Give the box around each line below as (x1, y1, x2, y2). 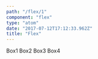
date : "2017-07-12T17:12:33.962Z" (6, 25, 93, 32)
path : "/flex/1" (6, 8, 47, 15)
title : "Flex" (6, 31, 42, 37)
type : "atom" (6, 20, 39, 26)
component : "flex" (6, 14, 52, 20)
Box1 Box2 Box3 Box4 (6, 47, 61, 54)
